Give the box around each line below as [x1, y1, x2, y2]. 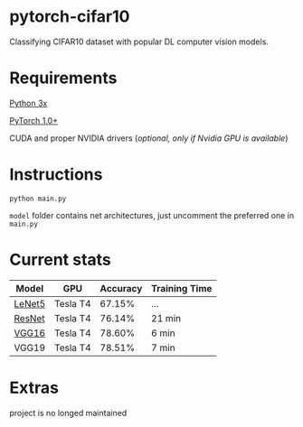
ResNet [14, 311, 45, 324]
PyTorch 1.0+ [9, 115, 59, 125]
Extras [9, 377, 59, 398]
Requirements [9, 68, 118, 88]
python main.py [9, 194, 67, 203]
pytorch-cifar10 [9, 6, 130, 27]
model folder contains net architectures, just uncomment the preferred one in [9, 209, 295, 220]
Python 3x [9, 97, 48, 108]
